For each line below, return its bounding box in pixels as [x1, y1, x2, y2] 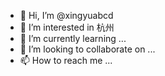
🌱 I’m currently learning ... [19, 33, 127, 44]
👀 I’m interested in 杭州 [19, 21, 115, 33]
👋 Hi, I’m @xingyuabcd [19, 10, 114, 21]
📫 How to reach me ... [19, 55, 113, 66]
